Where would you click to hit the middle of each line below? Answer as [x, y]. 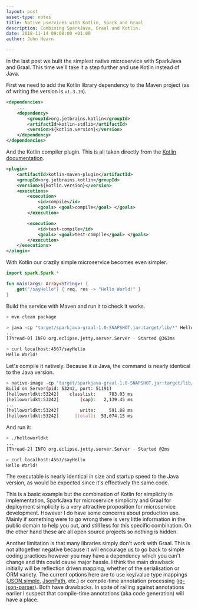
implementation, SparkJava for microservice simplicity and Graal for [89, 500]
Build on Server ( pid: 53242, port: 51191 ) [59, 388]
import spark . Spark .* [33, 273]
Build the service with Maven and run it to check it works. [76, 306]
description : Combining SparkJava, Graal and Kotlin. [74, 28]
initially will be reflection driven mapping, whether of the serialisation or [93, 568]
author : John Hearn [30, 39]
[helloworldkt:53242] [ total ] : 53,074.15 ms [70, 416]
